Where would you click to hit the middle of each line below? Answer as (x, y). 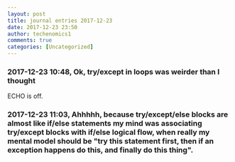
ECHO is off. (25, 96)
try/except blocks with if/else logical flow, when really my (109, 132)
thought (21, 80)
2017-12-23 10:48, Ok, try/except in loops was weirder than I (114, 72)
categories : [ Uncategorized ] (50, 47)
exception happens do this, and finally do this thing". (100, 150)
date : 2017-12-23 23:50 (43, 27)
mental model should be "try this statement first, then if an (111, 141)
